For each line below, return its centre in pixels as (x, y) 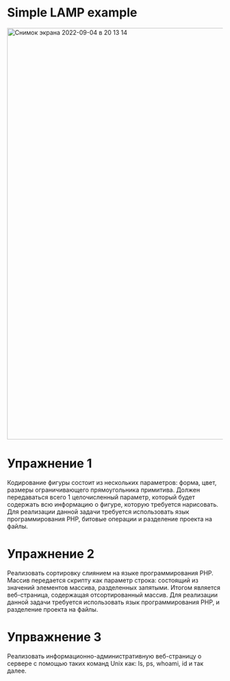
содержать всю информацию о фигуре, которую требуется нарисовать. (113, 504)
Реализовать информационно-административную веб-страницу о (104, 656)
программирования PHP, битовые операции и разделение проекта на (110, 518)
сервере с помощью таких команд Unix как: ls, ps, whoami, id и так (105, 663)
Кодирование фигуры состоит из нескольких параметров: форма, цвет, (112, 482)
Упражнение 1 (50, 464)
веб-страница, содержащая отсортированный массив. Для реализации (112, 595)
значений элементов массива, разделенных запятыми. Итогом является (114, 587)
